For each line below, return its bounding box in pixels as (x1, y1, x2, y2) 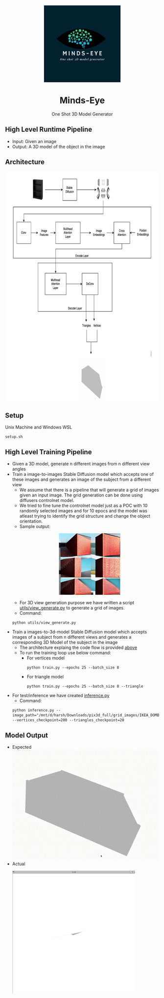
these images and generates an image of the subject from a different (12, 476, 151, 482)
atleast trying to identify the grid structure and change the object (19, 513, 150, 519)
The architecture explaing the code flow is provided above (19, 645, 138, 650)
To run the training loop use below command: (19, 650, 111, 656)
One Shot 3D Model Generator (51, 111, 113, 117)
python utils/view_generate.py (12, 620, 76, 625)
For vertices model (26, 655, 65, 661)
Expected (12, 744, 32, 750)
